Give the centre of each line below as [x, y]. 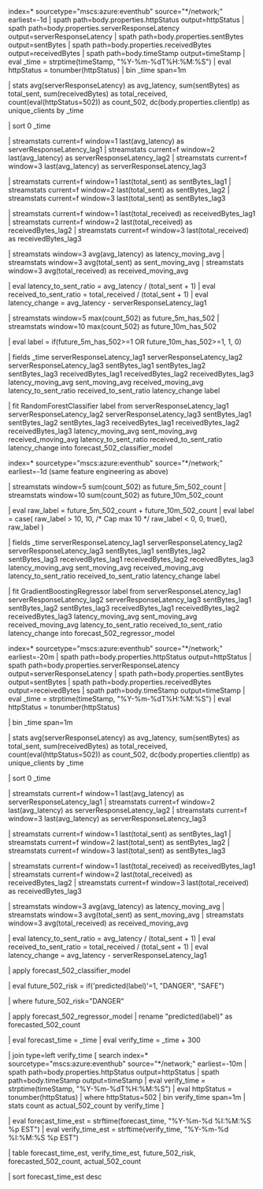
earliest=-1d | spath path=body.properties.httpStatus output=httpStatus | [126, 20]
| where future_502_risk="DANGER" [66, 1001]
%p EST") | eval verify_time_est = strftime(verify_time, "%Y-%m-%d [119, 1129]
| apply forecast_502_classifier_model [70, 970]
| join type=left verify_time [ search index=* [78, 1055]
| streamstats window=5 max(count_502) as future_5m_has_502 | [114, 318]
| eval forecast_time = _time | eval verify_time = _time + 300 [104, 1040]
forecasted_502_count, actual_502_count [75, 1161]
